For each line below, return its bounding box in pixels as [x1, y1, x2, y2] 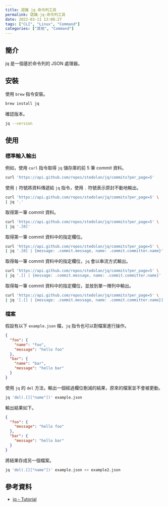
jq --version [5, 121, 33, 126]
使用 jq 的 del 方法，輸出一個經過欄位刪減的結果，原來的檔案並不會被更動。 [5, 384, 163, 391]
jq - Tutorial [12, 496, 37, 502]
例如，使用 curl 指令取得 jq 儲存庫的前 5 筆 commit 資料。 [5, 165, 127, 171]
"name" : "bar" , [14, 361, 46, 366]
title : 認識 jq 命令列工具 [5, 7, 57, 13]
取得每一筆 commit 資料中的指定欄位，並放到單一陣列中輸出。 [5, 283, 134, 289]
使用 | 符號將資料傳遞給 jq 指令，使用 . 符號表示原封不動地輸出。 [5, 185, 141, 191]
